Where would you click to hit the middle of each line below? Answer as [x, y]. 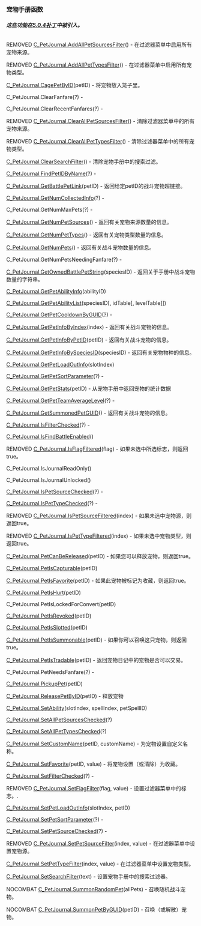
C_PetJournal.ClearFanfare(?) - [45, 97]
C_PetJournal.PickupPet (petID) [44, 684]
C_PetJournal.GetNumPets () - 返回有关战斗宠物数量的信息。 [80, 248]
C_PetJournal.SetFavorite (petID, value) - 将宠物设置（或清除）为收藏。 [94, 764]
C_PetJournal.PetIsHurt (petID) [43, 593]
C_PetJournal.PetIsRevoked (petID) [49, 616]
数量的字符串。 [25, 280]
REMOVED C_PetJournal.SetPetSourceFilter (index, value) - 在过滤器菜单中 [98, 844]
